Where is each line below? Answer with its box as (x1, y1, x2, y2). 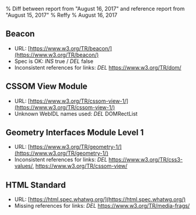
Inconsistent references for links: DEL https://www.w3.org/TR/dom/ (14, 64, 182, 71)
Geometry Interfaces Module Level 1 (5, 127, 144, 138)
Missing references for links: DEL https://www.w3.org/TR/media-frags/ (14, 202, 190, 210)
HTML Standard (5, 180, 66, 190)
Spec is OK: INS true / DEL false (14, 57, 94, 65)
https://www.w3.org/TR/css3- (108, 156, 183, 163)
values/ (14, 162, 33, 170)
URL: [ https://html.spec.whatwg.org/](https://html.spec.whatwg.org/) (14, 196, 186, 203)
